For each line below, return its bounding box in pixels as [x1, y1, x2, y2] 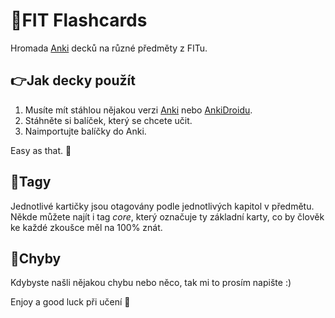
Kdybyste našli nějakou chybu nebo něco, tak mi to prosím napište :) [10, 277, 292, 289]
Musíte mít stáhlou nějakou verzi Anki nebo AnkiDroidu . [24, 104, 253, 116]
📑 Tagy [10, 174, 52, 191]
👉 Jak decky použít [10, 72, 136, 89]
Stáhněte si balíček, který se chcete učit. [24, 114, 193, 126]
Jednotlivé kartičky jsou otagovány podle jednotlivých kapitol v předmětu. [10, 200, 315, 212]
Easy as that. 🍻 [10, 144, 72, 156]
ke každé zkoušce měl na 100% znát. [10, 221, 163, 233]
